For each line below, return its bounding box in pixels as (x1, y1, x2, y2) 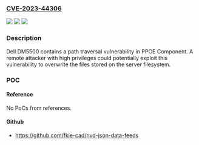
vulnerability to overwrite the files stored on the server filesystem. (6, 61, 171, 68)
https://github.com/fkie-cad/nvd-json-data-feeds (15, 132, 139, 139)
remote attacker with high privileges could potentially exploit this (6, 54, 168, 61)
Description (6, 34, 42, 42)
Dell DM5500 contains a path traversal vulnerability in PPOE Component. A (6, 47, 194, 55)
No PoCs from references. (6, 104, 72, 112)
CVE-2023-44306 (6, 4, 62, 13)
